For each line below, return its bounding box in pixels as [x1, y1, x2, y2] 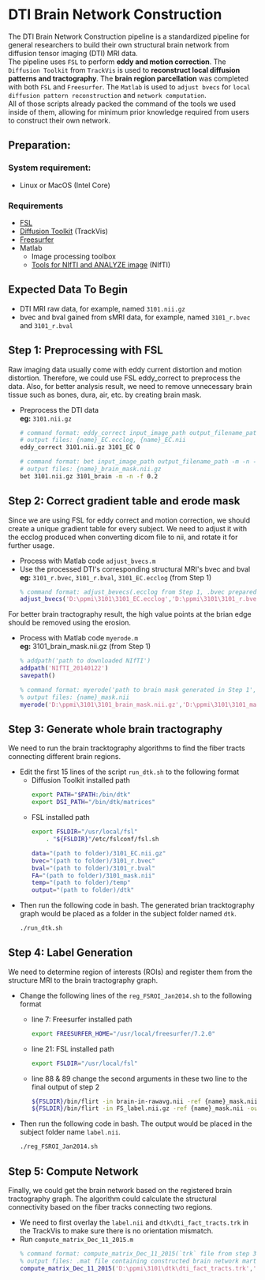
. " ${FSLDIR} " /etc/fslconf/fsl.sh [46, 836, 159, 844]
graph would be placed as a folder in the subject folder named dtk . [19, 909, 237, 919]
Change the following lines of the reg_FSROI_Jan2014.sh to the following [19, 991, 252, 1000]
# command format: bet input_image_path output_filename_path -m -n [19, 458, 250, 466]
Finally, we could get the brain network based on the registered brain [8, 1186, 233, 1195]
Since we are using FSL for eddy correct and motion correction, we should [8, 515, 251, 525]
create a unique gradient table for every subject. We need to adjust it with [8, 523, 247, 533]
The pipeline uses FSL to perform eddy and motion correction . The [8, 57, 226, 66]
